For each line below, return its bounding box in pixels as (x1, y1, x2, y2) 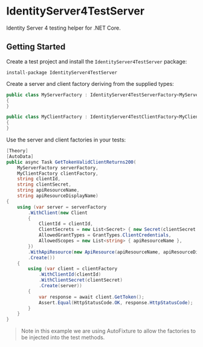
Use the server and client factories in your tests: (6, 136, 126, 143)
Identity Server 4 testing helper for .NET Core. (6, 24, 121, 31)
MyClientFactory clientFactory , (17, 170, 98, 177)
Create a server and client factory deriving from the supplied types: (6, 80, 174, 87)
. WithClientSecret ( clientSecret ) (38, 277, 123, 284)
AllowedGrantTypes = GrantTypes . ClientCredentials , (38, 232, 172, 238)
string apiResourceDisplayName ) (17, 193, 98, 199)
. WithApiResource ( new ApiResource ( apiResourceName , (28, 249, 161, 255)
